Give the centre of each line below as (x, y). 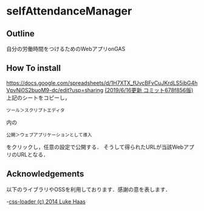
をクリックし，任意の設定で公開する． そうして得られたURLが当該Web (95, 147)
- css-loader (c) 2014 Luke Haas (46, 201)
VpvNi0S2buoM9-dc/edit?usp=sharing (55, 90)
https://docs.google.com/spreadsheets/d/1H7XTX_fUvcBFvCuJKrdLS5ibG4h (102, 82)
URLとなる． (32, 154)
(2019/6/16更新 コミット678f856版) (149, 90)
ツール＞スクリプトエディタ (36, 110)
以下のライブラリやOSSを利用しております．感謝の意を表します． (89, 189)
